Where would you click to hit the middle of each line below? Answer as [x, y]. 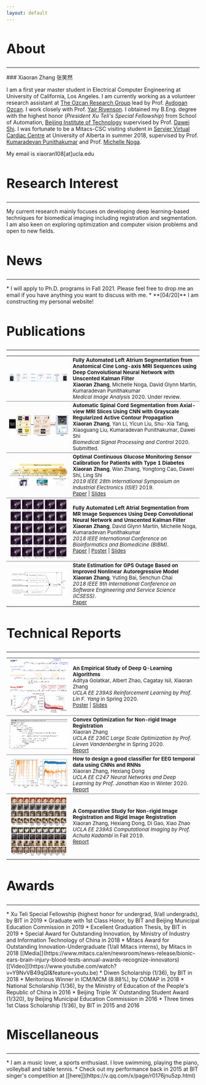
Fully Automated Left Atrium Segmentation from [133, 360]
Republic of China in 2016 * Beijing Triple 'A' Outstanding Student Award [97, 992]
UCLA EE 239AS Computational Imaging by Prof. [132, 830]
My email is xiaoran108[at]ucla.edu [50, 154]
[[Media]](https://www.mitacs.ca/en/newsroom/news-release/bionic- [108, 953]
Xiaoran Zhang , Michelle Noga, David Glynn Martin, [135, 384]
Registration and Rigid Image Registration [124, 817]
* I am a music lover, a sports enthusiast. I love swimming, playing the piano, [103, 1063]
